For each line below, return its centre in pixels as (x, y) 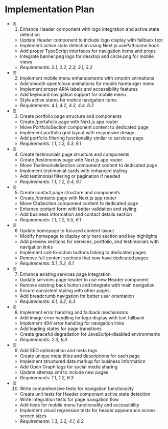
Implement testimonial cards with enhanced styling (73, 171)
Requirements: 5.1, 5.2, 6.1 (47, 263)
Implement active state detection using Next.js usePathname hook (89, 45)
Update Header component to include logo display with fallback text (91, 40)
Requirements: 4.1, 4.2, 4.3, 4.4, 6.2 (57, 105)
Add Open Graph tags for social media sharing (69, 366)
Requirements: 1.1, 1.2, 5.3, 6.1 (51, 143)
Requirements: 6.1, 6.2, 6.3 (47, 301)
